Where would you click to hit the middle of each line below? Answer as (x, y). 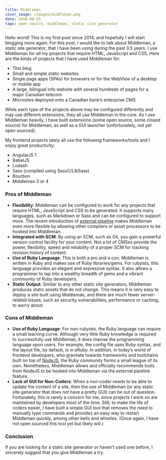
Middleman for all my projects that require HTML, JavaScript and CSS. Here (82, 54)
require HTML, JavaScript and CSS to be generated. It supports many (83, 210)
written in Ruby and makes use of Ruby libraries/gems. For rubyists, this (85, 263)
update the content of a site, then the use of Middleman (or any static (83, 387)
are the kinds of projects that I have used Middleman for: (63, 59)
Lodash (20, 166)
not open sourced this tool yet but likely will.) (58, 423)
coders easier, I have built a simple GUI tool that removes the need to (83, 407)
